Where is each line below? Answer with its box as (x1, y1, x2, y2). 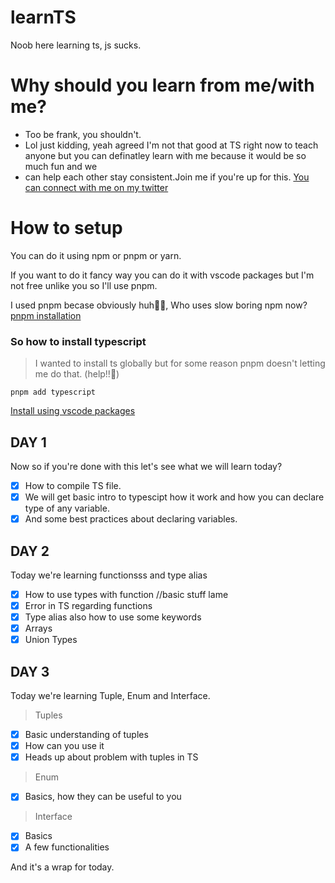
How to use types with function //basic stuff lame (24, 588, 229, 600)
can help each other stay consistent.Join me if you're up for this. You (24, 171, 310, 183)
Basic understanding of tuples (24, 729, 149, 741)
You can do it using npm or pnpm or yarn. (10, 249, 182, 261)
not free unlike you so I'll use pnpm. (10, 279, 158, 291)
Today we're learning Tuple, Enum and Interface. (10, 690, 211, 702)
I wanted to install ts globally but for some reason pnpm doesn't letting (34, 357, 326, 370)
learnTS (10, 6, 77, 29)
